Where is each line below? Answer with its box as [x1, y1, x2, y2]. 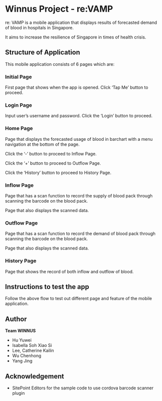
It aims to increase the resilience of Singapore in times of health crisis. [5, 34, 146, 40]
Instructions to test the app [5, 283, 89, 291]
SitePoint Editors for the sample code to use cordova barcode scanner [12, 385, 154, 391]
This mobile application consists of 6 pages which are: [5, 61, 115, 67]
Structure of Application [5, 48, 81, 57]
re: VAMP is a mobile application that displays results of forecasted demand [5, 19, 157, 25]
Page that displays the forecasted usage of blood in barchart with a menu [5, 136, 153, 142]
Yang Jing [12, 358, 33, 364]
